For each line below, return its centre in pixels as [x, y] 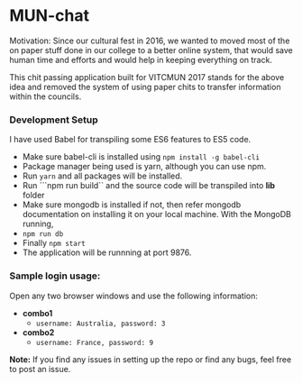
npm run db [43, 234]
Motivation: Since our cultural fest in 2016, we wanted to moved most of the [150, 41]
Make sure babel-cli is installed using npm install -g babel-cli [141, 157]
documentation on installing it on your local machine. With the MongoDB [156, 214]
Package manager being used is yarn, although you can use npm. [144, 167]
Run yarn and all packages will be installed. [102, 176]
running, [38, 224]
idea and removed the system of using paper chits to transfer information [145, 87]
